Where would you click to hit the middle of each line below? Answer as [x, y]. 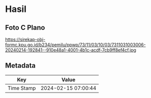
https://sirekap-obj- [25, 39]
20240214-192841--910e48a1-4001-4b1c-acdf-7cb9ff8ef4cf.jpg [71, 50]
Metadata [20, 66]
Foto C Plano [25, 28]
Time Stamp [22, 88]
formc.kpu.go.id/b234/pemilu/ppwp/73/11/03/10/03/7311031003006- [75, 45]
